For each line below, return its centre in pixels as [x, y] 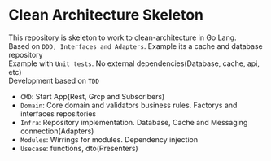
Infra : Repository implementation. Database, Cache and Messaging [134, 122]
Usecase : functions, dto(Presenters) [79, 148]
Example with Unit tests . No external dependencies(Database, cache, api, [134, 63]
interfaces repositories [58, 113]
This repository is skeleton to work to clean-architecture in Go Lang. [123, 37]
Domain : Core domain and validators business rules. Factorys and [129, 105]
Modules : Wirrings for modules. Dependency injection [109, 139]
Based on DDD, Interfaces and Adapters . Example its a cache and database [135, 46]
